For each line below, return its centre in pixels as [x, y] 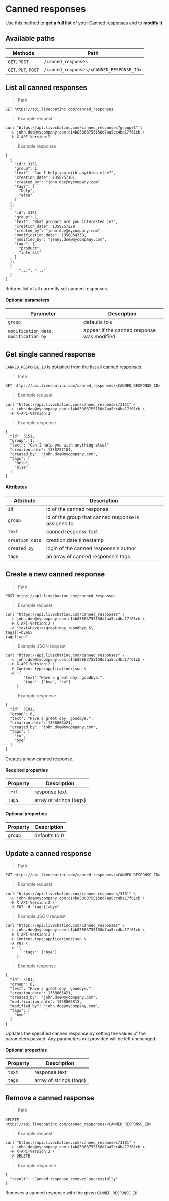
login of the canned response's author [91, 548]
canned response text [72, 531]
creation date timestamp [75, 540]
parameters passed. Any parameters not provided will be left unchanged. [81, 1038]
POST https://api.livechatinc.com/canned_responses [60, 596]
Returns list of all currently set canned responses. [57, 288]
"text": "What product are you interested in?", [66, 221]
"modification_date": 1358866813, [46, 1002]
